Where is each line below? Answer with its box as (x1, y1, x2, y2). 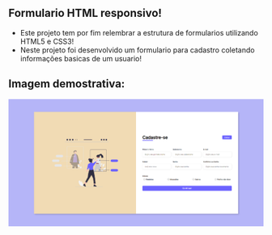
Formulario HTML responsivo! (8, 6, 162, 20)
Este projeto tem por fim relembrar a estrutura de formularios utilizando (19, 27, 259, 37)
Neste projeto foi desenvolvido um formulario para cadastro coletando (19, 44, 255, 55)
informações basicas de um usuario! (19, 53, 142, 63)
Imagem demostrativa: (8, 77, 125, 91)
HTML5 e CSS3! (19, 36, 74, 46)
